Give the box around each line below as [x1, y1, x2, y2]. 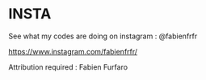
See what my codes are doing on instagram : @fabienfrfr [8, 31, 198, 41]
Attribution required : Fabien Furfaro [8, 62, 128, 72]
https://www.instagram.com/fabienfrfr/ [8, 46, 138, 56]
